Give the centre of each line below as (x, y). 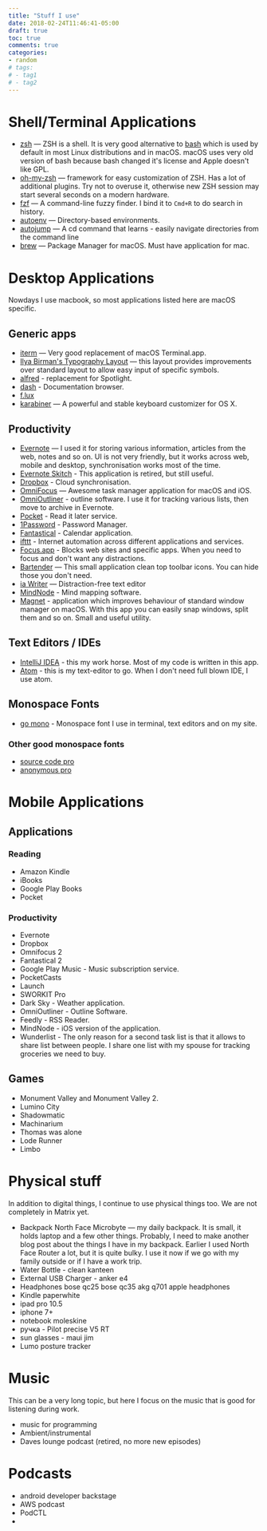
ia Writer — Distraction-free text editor (82, 584)
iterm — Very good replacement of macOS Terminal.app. (113, 353)
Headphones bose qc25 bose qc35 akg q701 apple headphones (125, 1287)
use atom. (36, 678)
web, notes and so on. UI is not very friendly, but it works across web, (134, 457)
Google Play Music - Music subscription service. (99, 969)
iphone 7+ (36, 1312)
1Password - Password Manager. (74, 524)
